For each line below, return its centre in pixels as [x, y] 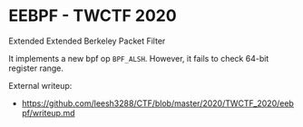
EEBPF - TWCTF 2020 [93, 16]
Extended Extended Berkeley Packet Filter [87, 41]
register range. [36, 68]
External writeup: [40, 85]
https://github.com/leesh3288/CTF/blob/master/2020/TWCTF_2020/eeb [157, 103]
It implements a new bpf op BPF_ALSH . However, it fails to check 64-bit [139, 58]
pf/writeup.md [48, 112]
